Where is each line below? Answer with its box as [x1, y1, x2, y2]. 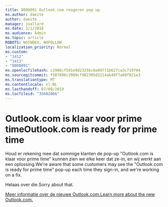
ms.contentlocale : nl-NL [5, 82, 57, 87]
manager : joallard [5, 21, 44, 27]
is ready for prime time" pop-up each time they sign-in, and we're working [5, 166, 159, 173]
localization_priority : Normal [5, 45, 71, 50]
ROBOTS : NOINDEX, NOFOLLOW [5, 40, 62, 45]
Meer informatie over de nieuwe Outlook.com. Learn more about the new [5, 191, 155, 197]
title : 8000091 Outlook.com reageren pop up [5, 7, 100, 13]
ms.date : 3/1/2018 [5, 26, 44, 31]
